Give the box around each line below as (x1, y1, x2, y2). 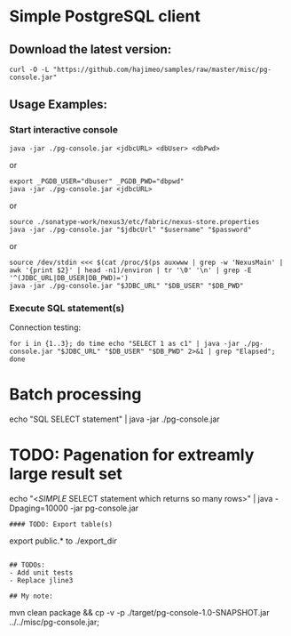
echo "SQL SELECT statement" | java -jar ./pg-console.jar (9, 414, 220, 424)
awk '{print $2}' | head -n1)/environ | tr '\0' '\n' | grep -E (9, 265, 252, 275)
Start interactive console (9, 124, 118, 136)
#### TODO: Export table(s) (9, 519, 114, 528)
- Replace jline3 (9, 576, 74, 584)
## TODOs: (9, 560, 46, 569)
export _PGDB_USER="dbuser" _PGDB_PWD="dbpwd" (9, 176, 185, 186)
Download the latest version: (9, 42, 172, 57)
